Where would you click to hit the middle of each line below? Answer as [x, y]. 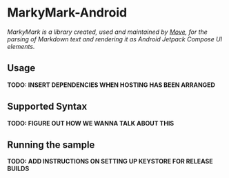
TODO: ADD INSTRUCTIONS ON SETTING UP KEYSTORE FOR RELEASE [110, 161]
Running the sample [51, 145]
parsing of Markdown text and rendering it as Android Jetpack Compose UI [115, 39]
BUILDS [18, 169]
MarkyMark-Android [67, 13]
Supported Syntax [47, 107]
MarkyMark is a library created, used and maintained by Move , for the [108, 32]
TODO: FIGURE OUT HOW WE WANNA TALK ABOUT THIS [91, 123]
